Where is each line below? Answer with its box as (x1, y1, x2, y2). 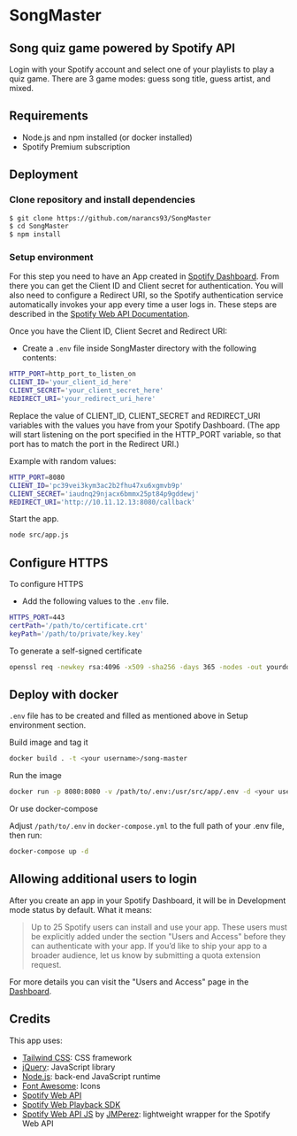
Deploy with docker (9, 687, 119, 702)
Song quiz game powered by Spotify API (9, 41, 236, 56)
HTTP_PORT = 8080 (9, 473, 65, 482)
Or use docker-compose (9, 803, 99, 815)
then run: (9, 830, 42, 841)
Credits (9, 1011, 51, 1027)
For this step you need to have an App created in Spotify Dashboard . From (9, 271, 280, 282)
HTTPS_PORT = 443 (9, 613, 65, 622)
